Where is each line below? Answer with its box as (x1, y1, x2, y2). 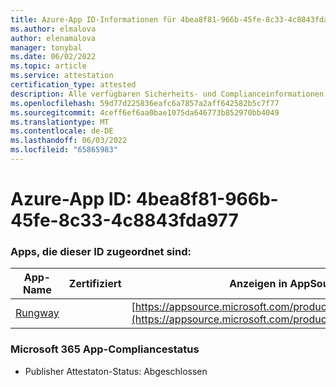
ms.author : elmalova (10, 24, 97, 34)
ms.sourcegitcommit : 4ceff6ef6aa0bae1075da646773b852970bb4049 (10, 107, 280, 118)
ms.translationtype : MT (10, 117, 110, 127)
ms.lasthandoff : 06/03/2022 (10, 136, 128, 146)
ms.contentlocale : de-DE (10, 126, 114, 136)
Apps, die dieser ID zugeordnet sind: (10, 244, 192, 258)
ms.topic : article (10, 61, 87, 71)
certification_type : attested (10, 80, 137, 90)
